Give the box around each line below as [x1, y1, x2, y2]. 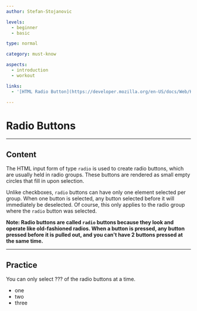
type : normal [6, 40, 38, 47]
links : [6, 83, 22, 89]
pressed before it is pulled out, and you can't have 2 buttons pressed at [6, 231, 183, 238]
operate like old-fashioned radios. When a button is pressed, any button [6, 225, 185, 232]
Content [6, 149, 37, 159]
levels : [6, 19, 25, 25]
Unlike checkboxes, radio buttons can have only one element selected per [6, 189, 186, 196]
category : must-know [6, 51, 57, 57]
